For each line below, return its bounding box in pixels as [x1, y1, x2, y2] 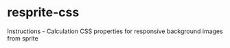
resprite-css [7, 5, 80, 20]
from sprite [7, 34, 39, 42]
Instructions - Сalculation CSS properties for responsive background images [7, 27, 223, 35]
